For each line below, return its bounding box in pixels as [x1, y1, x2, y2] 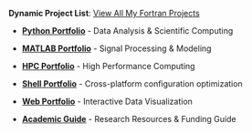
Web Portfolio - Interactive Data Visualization [21, 96, 194, 107]
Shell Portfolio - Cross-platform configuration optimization [21, 78, 243, 89]
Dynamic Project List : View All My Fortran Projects [8, 8, 200, 18]
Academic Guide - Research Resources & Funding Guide [21, 114, 236, 124]
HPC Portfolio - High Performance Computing [21, 61, 195, 71]
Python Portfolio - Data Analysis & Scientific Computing [21, 26, 234, 36]
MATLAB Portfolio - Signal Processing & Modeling [21, 43, 212, 54]
